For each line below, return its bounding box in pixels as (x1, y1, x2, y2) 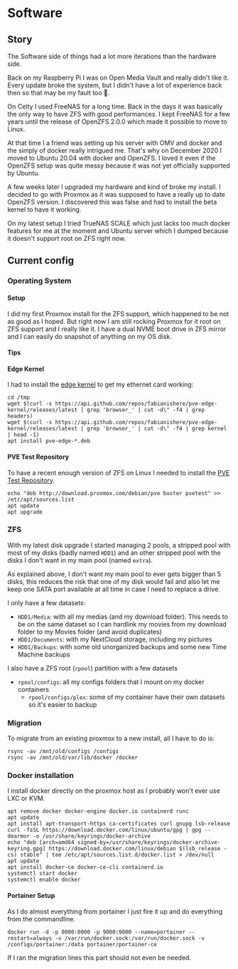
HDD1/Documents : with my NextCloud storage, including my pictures (17, 634, 212, 644)
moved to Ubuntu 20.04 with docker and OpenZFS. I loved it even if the (7, 154, 216, 162)
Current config (7, 254, 75, 267)
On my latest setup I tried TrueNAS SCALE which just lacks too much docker (7, 219, 231, 227)
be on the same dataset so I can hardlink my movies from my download (17, 619, 227, 628)
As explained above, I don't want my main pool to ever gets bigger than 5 (7, 570, 222, 578)
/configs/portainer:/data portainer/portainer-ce (7, 941, 158, 948)
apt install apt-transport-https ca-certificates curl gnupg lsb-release (7, 821, 231, 828)
